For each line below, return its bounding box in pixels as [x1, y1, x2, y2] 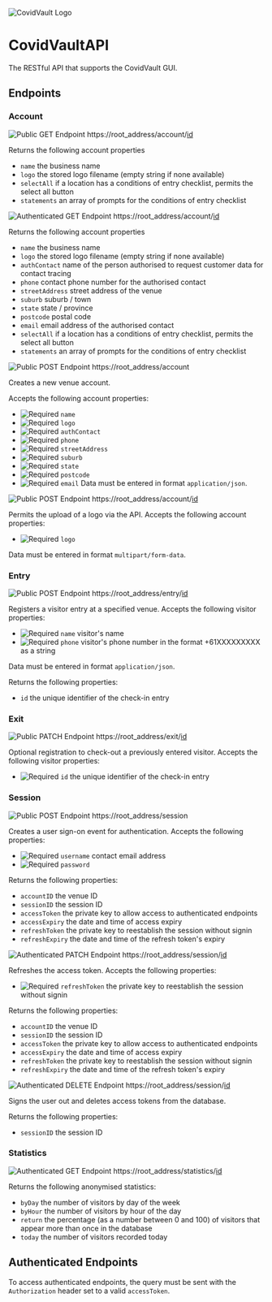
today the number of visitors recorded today [19, 1231, 168, 1242]
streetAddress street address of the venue [19, 285, 162, 296]
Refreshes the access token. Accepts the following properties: [8, 965, 217, 975]
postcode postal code [19, 311, 92, 321]
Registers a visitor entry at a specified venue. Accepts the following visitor [8, 603, 257, 613]
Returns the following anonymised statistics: [8, 1182, 157, 1192]
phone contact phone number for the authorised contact [19, 277, 206, 287]
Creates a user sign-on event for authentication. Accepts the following [8, 826, 244, 836]
